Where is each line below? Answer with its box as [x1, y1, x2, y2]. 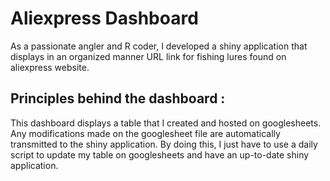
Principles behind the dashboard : [10, 90, 226, 107]
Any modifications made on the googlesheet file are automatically [10, 127, 281, 139]
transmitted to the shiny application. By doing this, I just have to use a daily [10, 138, 318, 150]
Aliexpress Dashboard [10, 7, 199, 30]
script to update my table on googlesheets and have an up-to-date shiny [10, 148, 310, 161]
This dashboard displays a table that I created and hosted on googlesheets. [10, 117, 322, 129]
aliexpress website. [10, 61, 90, 73]
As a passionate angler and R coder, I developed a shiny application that [10, 40, 308, 52]
